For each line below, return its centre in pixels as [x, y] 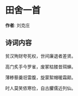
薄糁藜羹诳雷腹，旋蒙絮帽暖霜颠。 [41, 77]
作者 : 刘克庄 [18, 25]
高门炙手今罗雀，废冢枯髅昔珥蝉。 [41, 67]
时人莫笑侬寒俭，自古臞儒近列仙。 [41, 88]
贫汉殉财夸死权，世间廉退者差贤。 [41, 56]
